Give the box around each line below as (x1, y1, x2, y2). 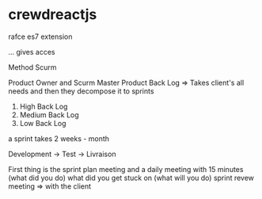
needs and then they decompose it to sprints (8, 86, 154, 96)
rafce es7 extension (8, 32, 73, 41)
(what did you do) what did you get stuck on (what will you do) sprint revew (8, 173, 255, 182)
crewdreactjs (8, 6, 97, 24)
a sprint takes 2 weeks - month (8, 133, 109, 144)
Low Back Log (19, 118, 66, 128)
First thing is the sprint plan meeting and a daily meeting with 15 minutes (8, 164, 244, 174)
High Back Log (19, 101, 68, 111)
